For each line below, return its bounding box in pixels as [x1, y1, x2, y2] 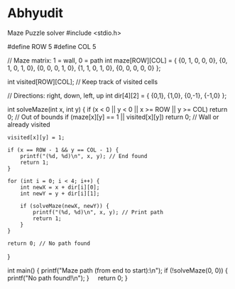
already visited [7, 120, 51, 129]
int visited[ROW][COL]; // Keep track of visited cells [7, 77, 158, 86]
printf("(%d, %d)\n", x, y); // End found [20, 152, 148, 159]
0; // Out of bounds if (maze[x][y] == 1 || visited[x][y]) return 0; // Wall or [7, 112, 219, 121]
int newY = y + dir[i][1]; [20, 190, 100, 197]
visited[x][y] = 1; [7, 134, 65, 141]
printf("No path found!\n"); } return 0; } [7, 273, 128, 282]
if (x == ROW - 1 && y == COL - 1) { [7, 146, 119, 154]
